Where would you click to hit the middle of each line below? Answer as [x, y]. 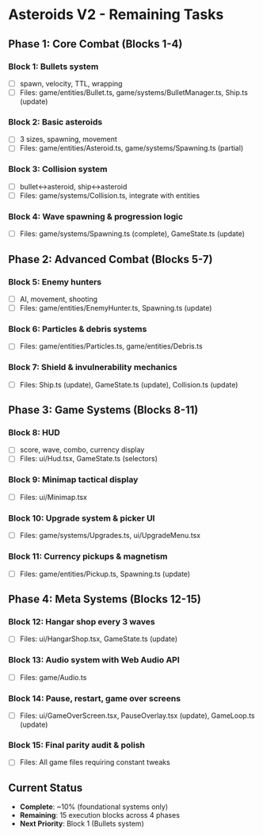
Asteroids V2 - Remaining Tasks [116, 15]
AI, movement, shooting [58, 299]
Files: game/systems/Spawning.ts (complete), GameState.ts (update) [132, 234]
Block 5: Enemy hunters [55, 281]
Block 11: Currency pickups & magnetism [88, 556]
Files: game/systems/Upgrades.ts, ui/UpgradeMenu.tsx [110, 536]
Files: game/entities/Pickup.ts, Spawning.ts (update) [105, 574]
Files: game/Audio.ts [53, 677]
